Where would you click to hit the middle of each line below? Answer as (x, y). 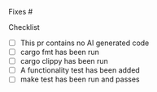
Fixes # (21, 12)
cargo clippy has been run (64, 61)
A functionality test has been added (80, 70)
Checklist (24, 27)
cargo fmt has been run (60, 52)
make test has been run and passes (80, 79)
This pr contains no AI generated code (85, 43)
